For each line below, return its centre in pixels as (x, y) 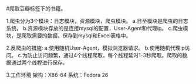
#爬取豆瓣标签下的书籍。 (36, 8)
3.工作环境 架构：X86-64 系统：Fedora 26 (57, 75)
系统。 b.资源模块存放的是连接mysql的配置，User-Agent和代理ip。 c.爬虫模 (97, 28)
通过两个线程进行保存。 (39, 62)
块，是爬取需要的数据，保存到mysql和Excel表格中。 (69, 36)
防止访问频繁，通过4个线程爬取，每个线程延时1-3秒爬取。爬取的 (105, 55)
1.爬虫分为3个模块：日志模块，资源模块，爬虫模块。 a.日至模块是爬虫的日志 (97, 21)
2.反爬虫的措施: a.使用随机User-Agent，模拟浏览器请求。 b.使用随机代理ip (95, 48)
